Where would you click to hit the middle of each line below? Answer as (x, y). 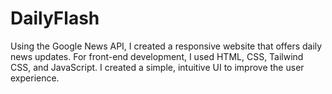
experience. (35, 78)
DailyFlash (55, 18)
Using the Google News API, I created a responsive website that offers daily (166, 46)
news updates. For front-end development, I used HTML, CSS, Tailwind (157, 56)
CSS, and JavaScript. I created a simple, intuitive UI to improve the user (157, 67)
